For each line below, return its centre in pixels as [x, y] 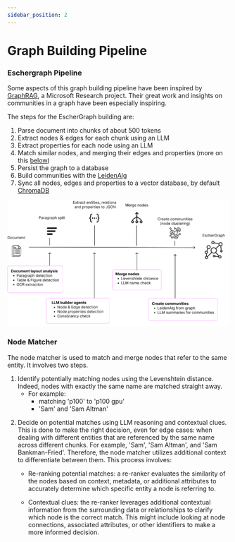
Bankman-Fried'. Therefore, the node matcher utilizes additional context [122, 452]
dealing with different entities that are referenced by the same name [116, 437]
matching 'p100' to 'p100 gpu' [82, 401]
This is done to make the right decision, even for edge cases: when [115, 430]
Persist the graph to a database [63, 168]
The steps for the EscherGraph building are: [71, 117]
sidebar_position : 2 [38, 15]
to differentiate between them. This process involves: [95, 459]
